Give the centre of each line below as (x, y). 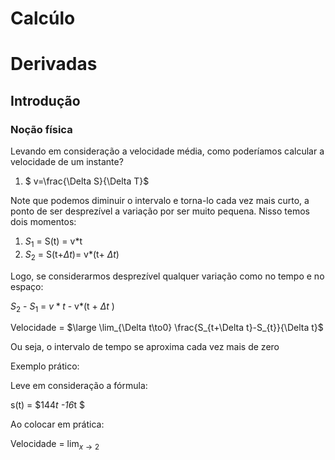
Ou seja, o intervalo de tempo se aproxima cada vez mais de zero (145, 347)
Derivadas (54, 64)
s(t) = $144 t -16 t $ (47, 405)
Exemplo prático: (45, 366)
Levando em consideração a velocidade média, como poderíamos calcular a (167, 151)
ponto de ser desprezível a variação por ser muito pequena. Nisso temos (160, 211)
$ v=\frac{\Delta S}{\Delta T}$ (87, 181)
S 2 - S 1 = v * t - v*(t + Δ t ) (62, 307)
